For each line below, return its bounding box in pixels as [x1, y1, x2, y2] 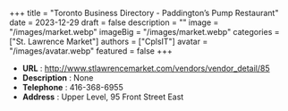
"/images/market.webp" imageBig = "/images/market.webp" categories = [9, 27, 280, 37]
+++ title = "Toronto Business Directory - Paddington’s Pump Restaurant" [9, 8, 279, 18]
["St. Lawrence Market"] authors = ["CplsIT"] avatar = [9, 36, 208, 47]
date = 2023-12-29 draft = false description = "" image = [9, 17, 219, 28]
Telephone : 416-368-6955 [21, 82, 123, 92]
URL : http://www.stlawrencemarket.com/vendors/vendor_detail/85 [21, 63, 270, 73]
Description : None [21, 73, 94, 83]
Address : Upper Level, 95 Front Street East [21, 91, 184, 102]
